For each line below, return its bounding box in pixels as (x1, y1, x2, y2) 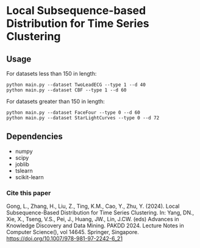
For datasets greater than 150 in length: (6, 98, 105, 105)
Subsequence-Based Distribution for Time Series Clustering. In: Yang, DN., (6, 209, 195, 216)
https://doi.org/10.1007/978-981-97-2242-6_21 (6, 235, 123, 243)
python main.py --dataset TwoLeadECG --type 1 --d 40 (6, 82, 146, 88)
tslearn (15, 167, 33, 174)
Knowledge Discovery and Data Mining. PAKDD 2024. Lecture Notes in (6, 222, 184, 229)
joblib (15, 160, 29, 168)
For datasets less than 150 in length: (6, 70, 97, 77)
